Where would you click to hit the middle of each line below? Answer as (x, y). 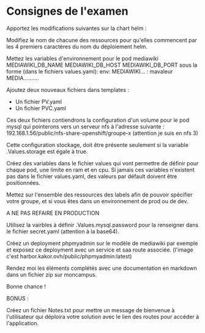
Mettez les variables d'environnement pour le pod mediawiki (83, 58)
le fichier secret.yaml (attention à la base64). (63, 231)
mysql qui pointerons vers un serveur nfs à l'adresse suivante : (85, 126)
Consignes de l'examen (67, 11)
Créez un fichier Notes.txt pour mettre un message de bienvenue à (91, 310)
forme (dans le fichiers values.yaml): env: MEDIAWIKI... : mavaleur (90, 71)
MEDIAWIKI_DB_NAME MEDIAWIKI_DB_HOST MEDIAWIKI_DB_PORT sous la (102, 65)
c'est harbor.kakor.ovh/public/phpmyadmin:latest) (69, 256)
